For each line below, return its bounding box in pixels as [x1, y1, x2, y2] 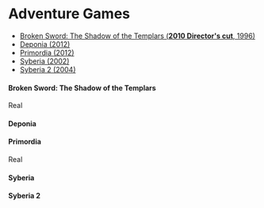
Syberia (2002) [19, 56, 70, 66]
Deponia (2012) [19, 39, 71, 48]
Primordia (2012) [19, 48, 75, 57]
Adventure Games [8, 5, 131, 23]
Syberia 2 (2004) [19, 64, 76, 74]
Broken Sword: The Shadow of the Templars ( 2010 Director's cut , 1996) [19, 31, 256, 40]
